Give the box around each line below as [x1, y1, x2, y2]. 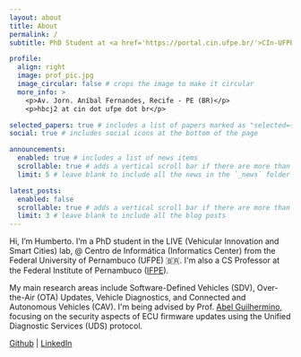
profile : [9, 55, 42, 64]
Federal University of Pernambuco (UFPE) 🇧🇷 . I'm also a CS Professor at [9, 255, 280, 266]
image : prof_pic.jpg [17, 71, 94, 81]
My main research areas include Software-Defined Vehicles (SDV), [9, 283, 255, 293]
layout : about [9, 13, 63, 22]
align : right [17, 63, 66, 72]
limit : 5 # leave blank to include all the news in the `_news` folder [17, 170, 291, 179]
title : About [9, 22, 58, 30]
